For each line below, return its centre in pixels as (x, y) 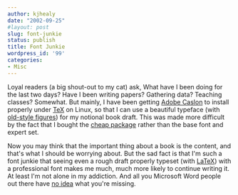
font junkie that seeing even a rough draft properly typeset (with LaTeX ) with (119, 161)
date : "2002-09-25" (36, 21)
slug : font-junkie (35, 34)
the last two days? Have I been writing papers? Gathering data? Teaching (115, 94)
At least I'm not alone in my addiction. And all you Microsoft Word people (114, 176)
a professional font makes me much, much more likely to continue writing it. (119, 168)
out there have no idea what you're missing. (72, 183)
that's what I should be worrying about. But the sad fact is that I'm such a (115, 153)
